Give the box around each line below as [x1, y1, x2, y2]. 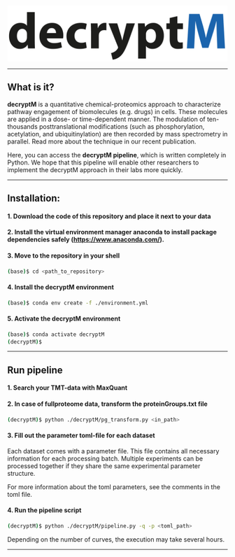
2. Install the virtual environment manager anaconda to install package [7, 228, 217, 237]
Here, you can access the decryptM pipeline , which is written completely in [7, 150, 227, 159]
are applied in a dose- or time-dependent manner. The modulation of [7, 115, 206, 123]
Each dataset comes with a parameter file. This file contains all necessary [7, 446, 220, 455]
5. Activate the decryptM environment [7, 314, 121, 323]
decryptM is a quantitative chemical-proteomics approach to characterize [7, 100, 222, 108]
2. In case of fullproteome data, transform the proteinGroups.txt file [7, 400, 208, 408]
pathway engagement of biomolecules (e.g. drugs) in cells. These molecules [7, 107, 228, 115]
